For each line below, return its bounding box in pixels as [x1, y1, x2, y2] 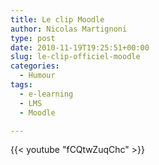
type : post [10, 33, 56, 43]
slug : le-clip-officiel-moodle [10, 52, 141, 62]
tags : [10, 80, 33, 90]
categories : [10, 61, 60, 71]
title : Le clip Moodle [10, 14, 105, 25]
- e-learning [19, 89, 74, 99]
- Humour [19, 71, 56, 81]
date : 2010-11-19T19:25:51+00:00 [10, 42, 150, 53]
